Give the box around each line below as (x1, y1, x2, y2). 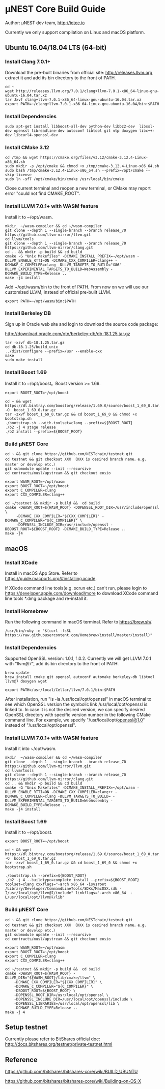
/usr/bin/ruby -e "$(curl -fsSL (5, 628, 71, 633)
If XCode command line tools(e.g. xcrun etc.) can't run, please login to (5, 585, 147, 591)
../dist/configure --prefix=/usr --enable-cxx (5, 348, 102, 354)
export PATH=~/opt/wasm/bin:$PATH (5, 299, 76, 304)
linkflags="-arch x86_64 (75, 891, 126, 896)
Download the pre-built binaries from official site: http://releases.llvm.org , (5, 69, 154, 75)
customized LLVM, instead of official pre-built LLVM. (5, 289, 111, 295)
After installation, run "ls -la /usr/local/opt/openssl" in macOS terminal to (5, 696, 152, 702)
